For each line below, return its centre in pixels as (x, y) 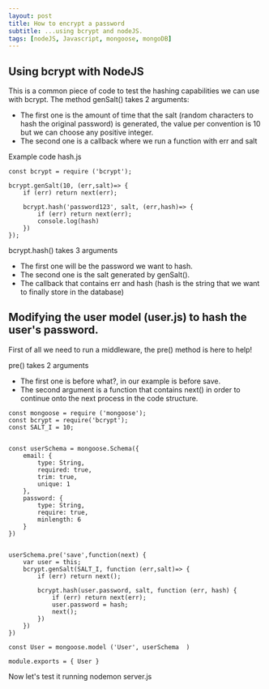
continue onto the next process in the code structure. (109, 398)
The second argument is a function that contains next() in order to (130, 389)
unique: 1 (54, 484)
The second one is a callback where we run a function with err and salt (139, 141)
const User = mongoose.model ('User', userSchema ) (99, 647)
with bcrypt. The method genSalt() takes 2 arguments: (99, 100)
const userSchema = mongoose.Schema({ (74, 448)
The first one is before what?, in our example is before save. (120, 381)
